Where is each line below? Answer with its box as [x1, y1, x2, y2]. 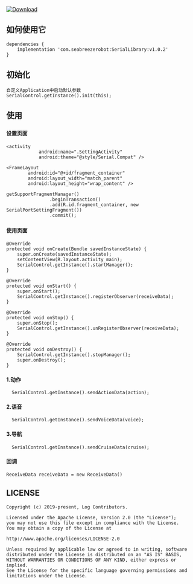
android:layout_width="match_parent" [28, 175, 122, 181]
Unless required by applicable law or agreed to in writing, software [6, 546, 188, 553]
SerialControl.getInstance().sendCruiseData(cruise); [11, 444, 150, 450]
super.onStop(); [17, 320, 59, 326]
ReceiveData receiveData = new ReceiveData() [6, 472, 122, 478]
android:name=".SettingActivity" [38, 149, 122, 155]
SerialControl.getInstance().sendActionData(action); [11, 390, 150, 396]
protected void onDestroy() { [6, 346, 83, 353]
